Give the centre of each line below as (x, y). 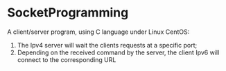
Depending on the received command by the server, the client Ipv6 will (118, 52)
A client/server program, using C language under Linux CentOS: (98, 32)
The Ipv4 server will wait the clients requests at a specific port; (107, 45)
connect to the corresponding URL (67, 59)
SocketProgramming (68, 13)
